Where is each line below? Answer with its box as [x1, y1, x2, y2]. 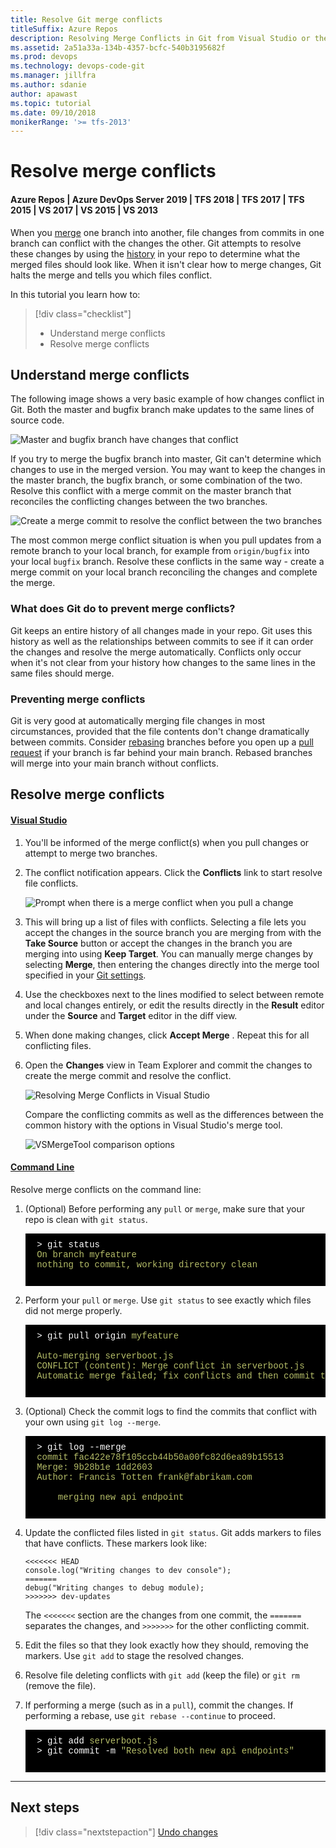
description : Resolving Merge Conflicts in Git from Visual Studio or [10, 33, 311, 43]
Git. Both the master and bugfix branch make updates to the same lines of [10, 404, 315, 416]
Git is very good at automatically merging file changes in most [10, 715, 266, 727]
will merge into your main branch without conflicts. [10, 757, 219, 770]
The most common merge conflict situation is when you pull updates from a [10, 534, 322, 546]
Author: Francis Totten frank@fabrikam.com [36, 1471, 253, 1483]
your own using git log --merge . [24, 1416, 162, 1428]
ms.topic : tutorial [10, 98, 92, 108]
